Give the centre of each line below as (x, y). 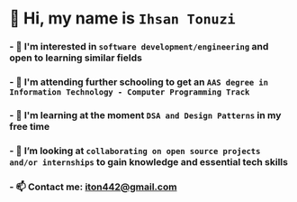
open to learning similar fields (76, 58)
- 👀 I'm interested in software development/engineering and (139, 47)
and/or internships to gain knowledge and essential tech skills (148, 161)
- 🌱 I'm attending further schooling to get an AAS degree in (139, 82)
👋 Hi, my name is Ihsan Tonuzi (122, 18)
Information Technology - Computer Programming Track (130, 92)
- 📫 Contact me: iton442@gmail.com (93, 187)
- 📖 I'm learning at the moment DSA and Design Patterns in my (145, 115)
